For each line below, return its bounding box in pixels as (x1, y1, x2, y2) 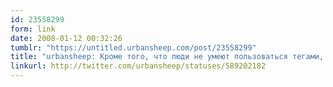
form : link (10, 24, 56, 34)
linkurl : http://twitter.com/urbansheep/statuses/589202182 (10, 61, 267, 71)
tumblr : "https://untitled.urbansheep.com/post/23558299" (10, 42, 257, 53)
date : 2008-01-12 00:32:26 (10, 33, 123, 43)
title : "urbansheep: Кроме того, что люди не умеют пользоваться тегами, (10, 52, 325, 62)
